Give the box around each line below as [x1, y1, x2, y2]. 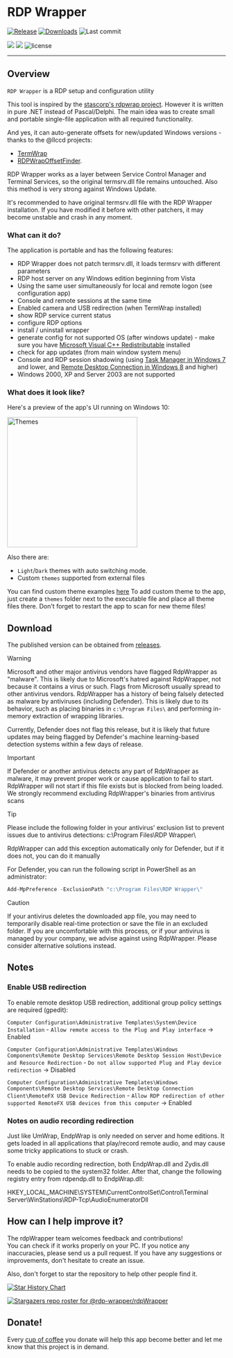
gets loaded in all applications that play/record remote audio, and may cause [7, 1139, 225, 1148]
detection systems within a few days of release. [7, 740, 144, 749]
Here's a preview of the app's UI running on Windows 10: [7, 404, 170, 412]
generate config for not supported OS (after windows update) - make [17, 333, 215, 342]
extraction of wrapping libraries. [32, 712, 124, 720]
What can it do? [7, 230, 61, 240]
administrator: [7, 872, 47, 881]
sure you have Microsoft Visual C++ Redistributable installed [17, 341, 191, 349]
